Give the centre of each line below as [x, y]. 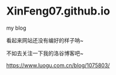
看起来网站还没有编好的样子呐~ [45, 40]
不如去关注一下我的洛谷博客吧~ [45, 53]
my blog [16, 28]
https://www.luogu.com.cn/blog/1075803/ [58, 65]
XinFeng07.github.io [58, 11]
